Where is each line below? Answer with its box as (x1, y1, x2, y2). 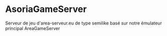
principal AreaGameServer (5, 25, 60, 31)
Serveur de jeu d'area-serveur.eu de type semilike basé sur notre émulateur (5, 20, 162, 26)
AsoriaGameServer (5, 3, 87, 15)
